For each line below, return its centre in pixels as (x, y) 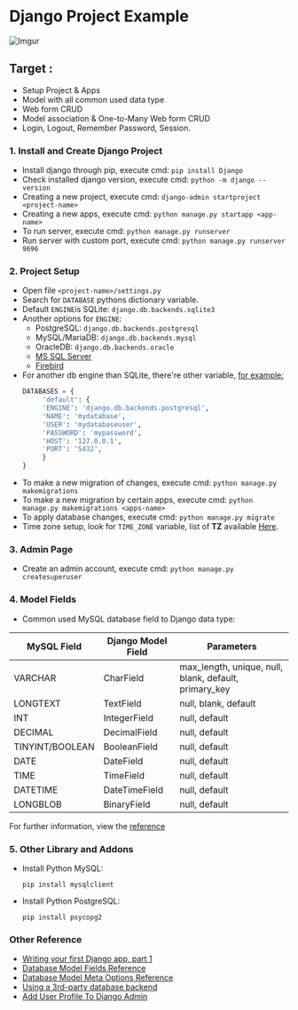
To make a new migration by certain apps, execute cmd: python (137, 500)
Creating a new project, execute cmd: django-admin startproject (141, 197)
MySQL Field (54, 646)
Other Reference (46, 939)
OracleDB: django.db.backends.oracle (105, 347)
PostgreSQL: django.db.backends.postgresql (117, 328)
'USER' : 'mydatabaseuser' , (92, 424)
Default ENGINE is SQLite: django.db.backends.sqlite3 (118, 309)
